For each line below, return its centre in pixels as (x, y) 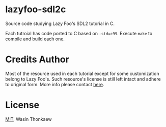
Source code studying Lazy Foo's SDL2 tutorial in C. (60, 23)
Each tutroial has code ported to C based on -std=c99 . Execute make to (79, 33)
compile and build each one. (35, 39)
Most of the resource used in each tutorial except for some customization (82, 73)
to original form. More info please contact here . (55, 84)
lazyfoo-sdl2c (36, 9)
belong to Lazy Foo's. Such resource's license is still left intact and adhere (83, 79)
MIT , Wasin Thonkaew (29, 119)
